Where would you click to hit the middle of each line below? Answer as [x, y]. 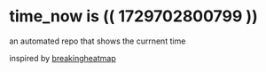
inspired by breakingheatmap [63, 58]
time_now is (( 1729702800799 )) [134, 16]
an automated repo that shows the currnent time [98, 41]
